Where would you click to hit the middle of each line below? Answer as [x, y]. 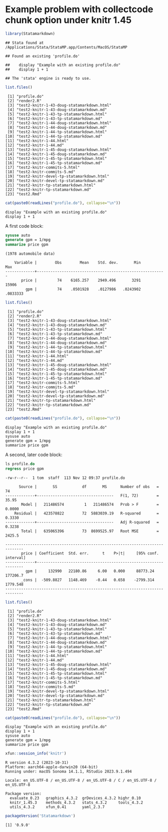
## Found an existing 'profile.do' [43, 56]
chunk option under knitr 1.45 [69, 20]
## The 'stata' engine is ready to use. [48, 78]
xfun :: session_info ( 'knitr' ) [36, 754]
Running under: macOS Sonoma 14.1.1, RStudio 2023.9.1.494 [69, 772]
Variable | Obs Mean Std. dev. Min [78, 263]
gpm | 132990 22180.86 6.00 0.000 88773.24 [90, 571]
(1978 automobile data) [30, 254]
